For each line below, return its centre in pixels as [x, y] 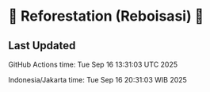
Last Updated [42, 46]
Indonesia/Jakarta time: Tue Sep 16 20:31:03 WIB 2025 [98, 80]
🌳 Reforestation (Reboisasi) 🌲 [106, 16]
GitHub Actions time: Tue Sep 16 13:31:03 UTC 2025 [93, 64]
